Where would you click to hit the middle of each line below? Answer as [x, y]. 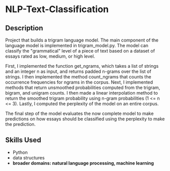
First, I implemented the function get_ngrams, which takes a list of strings [82, 66]
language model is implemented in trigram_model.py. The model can [77, 46]
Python [20, 152]
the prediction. [21, 124]
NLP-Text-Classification [57, 9]
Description [24, 28]
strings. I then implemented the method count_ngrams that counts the [78, 77]
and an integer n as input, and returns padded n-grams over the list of [78, 71]
